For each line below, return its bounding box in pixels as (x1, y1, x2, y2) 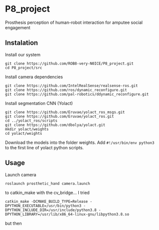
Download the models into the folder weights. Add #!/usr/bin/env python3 (5, 140, 155, 145)
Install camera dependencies (5, 74, 63, 80)
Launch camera (5, 172, 36, 177)
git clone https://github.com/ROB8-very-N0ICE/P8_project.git (5, 61, 134, 66)
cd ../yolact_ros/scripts (5, 118, 57, 123)
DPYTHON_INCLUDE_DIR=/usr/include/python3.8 (5, 208, 97, 212)
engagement (5, 24, 31, 30)
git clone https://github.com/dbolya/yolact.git (5, 123, 106, 127)
